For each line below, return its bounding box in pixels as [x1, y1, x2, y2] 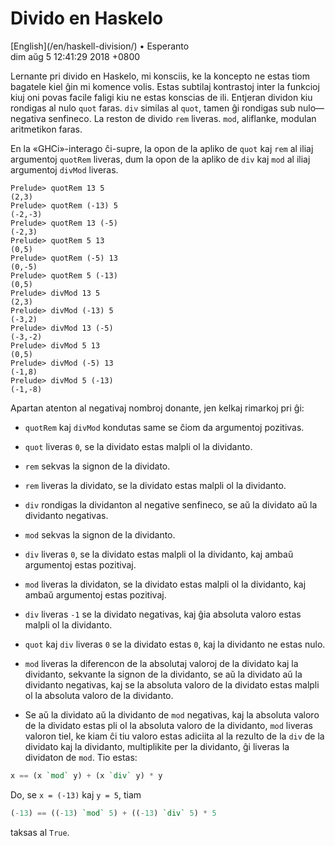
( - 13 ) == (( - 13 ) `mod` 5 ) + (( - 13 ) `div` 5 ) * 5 [10, 808, 217, 818]
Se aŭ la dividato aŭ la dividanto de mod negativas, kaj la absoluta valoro [24, 708, 320, 721]
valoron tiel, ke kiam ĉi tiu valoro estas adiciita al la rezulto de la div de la [24, 730, 325, 742]
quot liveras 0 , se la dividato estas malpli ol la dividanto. [24, 440, 253, 452]
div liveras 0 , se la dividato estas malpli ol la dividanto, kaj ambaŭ [24, 548, 294, 560]
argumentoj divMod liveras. [10, 163, 119, 176]
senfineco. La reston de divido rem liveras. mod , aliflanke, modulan [48, 112, 317, 124]
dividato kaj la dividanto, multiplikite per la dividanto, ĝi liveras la [24, 740, 290, 752]
